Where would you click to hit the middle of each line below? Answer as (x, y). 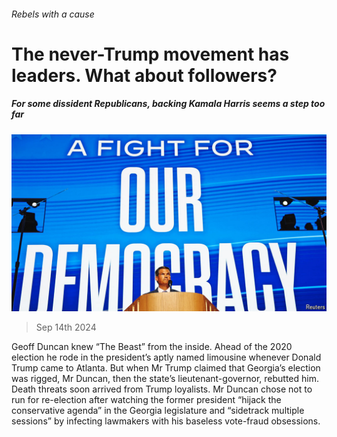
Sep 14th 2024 (66, 327)
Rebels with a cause (53, 14)
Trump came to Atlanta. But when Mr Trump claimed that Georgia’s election (166, 368)
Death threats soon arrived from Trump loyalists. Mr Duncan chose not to (162, 389)
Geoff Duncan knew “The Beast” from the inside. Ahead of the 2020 (152, 347)
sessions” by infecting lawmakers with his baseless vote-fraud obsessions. (166, 421)
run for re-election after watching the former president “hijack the (146, 400)
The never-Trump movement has (150, 54)
